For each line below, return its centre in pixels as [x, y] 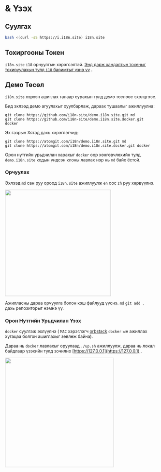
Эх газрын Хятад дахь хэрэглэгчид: [42, 132]
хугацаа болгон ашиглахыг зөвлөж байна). [49, 336]
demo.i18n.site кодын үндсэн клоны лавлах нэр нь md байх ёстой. [73, 160]
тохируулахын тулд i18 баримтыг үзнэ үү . [49, 70]
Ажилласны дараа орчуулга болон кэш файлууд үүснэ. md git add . [75, 303]
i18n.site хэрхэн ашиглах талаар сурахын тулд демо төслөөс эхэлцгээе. [81, 96]
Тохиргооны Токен [35, 53]
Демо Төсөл [25, 85]
